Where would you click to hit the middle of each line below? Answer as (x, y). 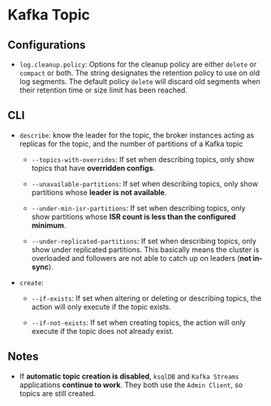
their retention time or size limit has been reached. (103, 90)
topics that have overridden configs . (93, 168)
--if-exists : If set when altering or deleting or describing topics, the (146, 298)
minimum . (49, 225)
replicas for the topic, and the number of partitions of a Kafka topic (131, 143)
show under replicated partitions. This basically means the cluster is (145, 250)
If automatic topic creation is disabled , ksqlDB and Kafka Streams (129, 376)
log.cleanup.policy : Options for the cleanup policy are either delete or (138, 64)
